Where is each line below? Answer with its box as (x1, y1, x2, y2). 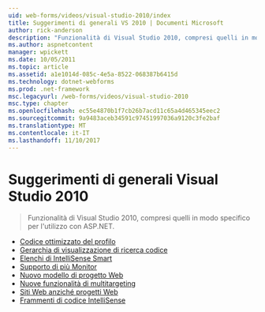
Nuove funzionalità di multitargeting (19, 279, 136, 288)
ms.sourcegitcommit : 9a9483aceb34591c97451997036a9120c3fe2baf (8, 115, 221, 122)
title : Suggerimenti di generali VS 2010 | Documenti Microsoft (8, 19, 224, 27)
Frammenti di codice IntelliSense (19, 295, 126, 305)
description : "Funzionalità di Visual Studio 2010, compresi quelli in (8, 33, 248, 42)
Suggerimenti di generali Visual (8, 171, 218, 188)
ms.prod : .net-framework (8, 85, 90, 93)
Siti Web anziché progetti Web (19, 288, 118, 297)
